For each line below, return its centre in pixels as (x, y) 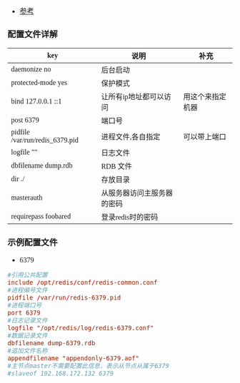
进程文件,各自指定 (131, 137)
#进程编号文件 (27, 290)
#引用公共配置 (27, 275)
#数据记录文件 (27, 335)
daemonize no (31, 69)
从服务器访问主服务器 (137, 193)
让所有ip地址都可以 (132, 96)
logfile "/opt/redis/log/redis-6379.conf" (81, 328)
